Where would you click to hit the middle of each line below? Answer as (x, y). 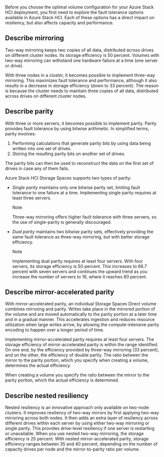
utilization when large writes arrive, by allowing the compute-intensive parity (82, 325)
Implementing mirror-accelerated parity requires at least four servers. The (80, 339)
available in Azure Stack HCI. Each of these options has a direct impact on (80, 17)
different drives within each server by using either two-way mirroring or (77, 423)
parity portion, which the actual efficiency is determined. (62, 380)
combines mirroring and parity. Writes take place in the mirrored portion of (80, 309)
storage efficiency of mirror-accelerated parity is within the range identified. (82, 345)
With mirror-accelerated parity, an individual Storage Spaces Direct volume (81, 304)
